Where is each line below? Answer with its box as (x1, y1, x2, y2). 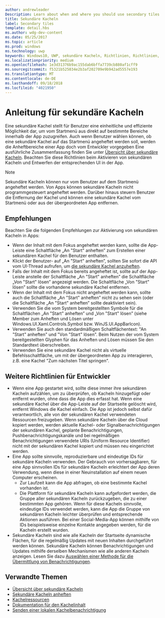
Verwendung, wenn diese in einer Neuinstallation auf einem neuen (12, 469, 147, 475)
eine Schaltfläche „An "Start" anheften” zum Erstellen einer (26, 248, 146, 254)
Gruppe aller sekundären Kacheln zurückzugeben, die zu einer (19, 495, 147, 502)
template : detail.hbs (5, 26, 50, 31)
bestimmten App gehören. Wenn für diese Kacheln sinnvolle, (19, 501, 143, 507)
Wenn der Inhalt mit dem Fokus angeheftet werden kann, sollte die (12, 242, 147, 248)
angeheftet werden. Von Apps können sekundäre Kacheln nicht (5, 184, 134, 190)
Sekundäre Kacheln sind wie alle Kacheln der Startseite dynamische (12, 532, 151, 538)
